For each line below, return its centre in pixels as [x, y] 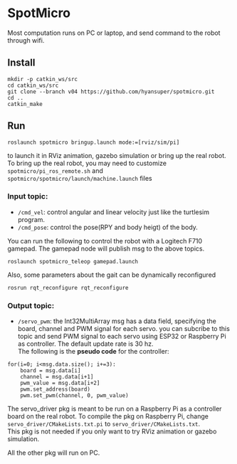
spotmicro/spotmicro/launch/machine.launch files [80, 178]
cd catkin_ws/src [33, 85]
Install [21, 63]
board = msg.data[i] [51, 371]
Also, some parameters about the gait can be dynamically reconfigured [112, 275]
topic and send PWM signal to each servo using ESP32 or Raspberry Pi [122, 337]
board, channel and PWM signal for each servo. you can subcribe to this [123, 329]
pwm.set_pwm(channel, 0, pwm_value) [75, 396]
